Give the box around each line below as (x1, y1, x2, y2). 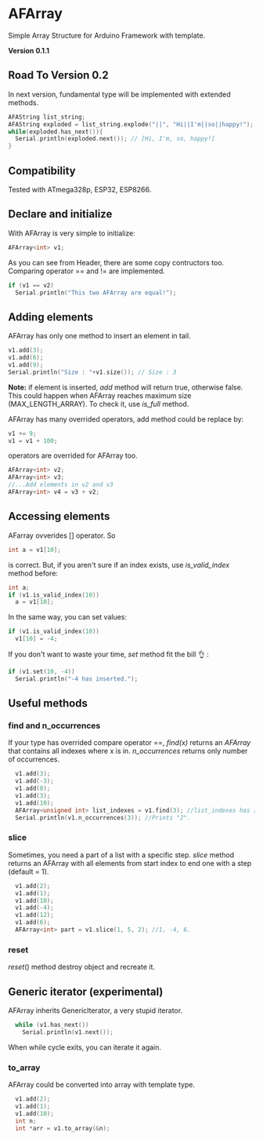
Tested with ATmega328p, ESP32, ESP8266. (8, 185, 152, 194)
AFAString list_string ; (8, 113, 86, 121)
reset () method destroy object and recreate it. (8, 963, 155, 972)
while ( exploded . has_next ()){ (8, 127, 103, 136)
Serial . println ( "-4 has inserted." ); (15, 674, 139, 683)
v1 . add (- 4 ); (15, 904, 55, 912)
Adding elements (8, 310, 94, 323)
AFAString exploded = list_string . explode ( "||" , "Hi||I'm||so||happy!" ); (8, 120, 254, 128)
